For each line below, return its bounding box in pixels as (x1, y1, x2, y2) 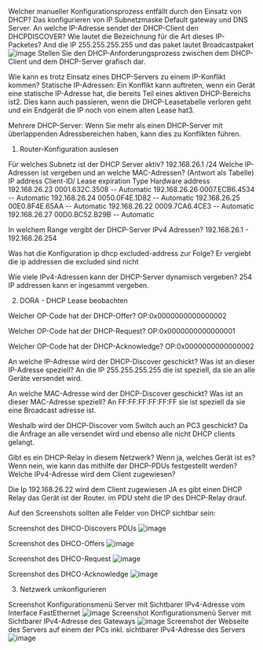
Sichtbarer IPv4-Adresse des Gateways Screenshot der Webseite (8, 617, 249, 626)
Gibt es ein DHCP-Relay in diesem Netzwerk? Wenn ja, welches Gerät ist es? (8, 452, 256, 462)
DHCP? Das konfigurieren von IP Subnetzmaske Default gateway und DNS (8, 15, 249, 24)
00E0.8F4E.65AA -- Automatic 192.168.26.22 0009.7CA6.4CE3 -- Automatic (8, 201, 255, 211)
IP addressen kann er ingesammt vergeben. (8, 281, 149, 290)
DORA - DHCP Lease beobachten (19, 296, 128, 305)
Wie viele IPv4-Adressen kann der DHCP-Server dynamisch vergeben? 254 (8, 272, 253, 282)
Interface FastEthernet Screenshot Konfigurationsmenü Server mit (8, 608, 251, 617)
